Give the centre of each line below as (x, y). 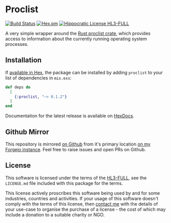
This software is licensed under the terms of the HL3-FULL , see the (76, 178)
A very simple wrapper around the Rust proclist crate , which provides (78, 33)
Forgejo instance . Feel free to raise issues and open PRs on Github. (76, 149)
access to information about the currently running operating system (76, 39)
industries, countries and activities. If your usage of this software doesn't (82, 198)
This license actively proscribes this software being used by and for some (83, 193)
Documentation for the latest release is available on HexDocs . (70, 116)
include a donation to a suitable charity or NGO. (55, 214)
